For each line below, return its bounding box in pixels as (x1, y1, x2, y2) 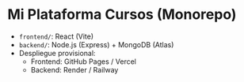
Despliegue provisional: (18, 48, 96, 58)
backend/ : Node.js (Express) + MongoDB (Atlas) (18, 39, 174, 49)
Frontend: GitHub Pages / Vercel (30, 57, 136, 66)
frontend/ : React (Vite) (18, 32, 94, 41)
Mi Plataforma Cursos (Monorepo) (7, 6, 237, 24)
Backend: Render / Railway (30, 65, 119, 74)
